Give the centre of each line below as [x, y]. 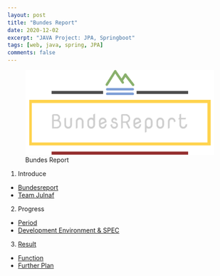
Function [31, 258]
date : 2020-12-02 [33, 30]
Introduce [32, 174]
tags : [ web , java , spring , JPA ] [55, 45]
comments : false [31, 53]
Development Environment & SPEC [68, 230]
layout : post [27, 15]
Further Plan [36, 266]
